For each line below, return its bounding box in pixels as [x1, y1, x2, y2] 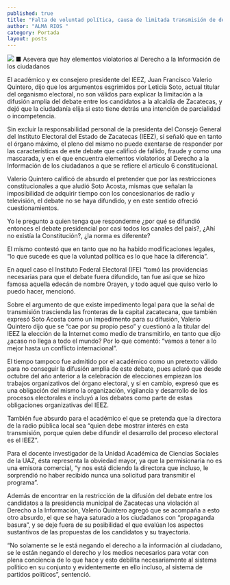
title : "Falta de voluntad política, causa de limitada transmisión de [7, 16, 216, 23]
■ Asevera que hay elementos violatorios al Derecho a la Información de [15, 55, 220, 64]
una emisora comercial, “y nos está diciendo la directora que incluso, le [7, 464, 209, 472]
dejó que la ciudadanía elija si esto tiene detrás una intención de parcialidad [7, 105, 221, 113]
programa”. [7, 478, 39, 486]
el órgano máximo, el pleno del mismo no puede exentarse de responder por [7, 140, 223, 148]
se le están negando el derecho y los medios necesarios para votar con [7, 549, 209, 557]
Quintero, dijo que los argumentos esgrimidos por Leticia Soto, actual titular [7, 83, 220, 91]
